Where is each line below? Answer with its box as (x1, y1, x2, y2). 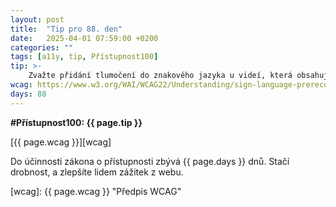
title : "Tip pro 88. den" (10, 24, 123, 34)
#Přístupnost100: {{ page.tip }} (10, 116, 143, 128)
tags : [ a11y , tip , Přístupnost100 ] (10, 52, 159, 62)
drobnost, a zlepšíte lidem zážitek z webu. (10, 166, 184, 178)
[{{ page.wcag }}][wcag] (10, 136, 112, 148)
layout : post (10, 14, 65, 25)
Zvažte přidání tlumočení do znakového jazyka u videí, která (28, 71, 293, 81)
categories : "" (10, 42, 74, 53)
